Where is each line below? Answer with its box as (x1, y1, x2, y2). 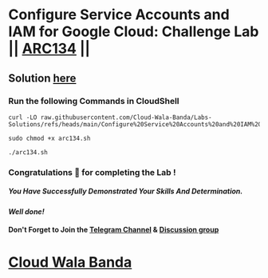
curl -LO (8, 113, 37, 121)
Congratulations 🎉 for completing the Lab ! (8, 166, 176, 177)
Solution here (8, 71, 77, 85)
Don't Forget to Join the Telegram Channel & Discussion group (8, 225, 219, 235)
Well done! (8, 206, 45, 216)
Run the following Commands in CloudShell (8, 95, 179, 106)
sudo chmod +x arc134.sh (8, 134, 91, 142)
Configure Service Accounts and (8, 6, 230, 24)
